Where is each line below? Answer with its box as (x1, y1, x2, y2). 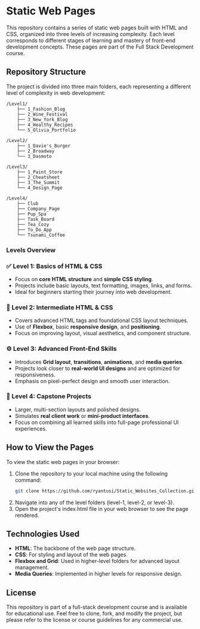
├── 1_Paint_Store (17, 169, 63, 175)
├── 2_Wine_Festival (17, 111, 68, 118)
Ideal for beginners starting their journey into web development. (14, 288, 172, 295)
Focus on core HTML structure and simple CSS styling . (14, 275, 153, 282)
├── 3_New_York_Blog (17, 116, 68, 122)
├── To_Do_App (17, 227, 52, 233)
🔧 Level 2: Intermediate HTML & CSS (6, 303, 113, 311)
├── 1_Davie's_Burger (17, 143, 70, 149)
